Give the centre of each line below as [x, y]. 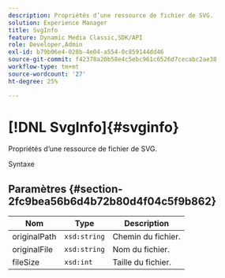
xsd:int [79, 262]
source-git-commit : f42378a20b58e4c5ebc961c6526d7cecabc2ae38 [112, 60]
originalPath [34, 237]
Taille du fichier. [142, 262]
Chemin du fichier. [146, 237]
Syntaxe [22, 164]
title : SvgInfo [33, 30]
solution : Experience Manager [58, 23]
